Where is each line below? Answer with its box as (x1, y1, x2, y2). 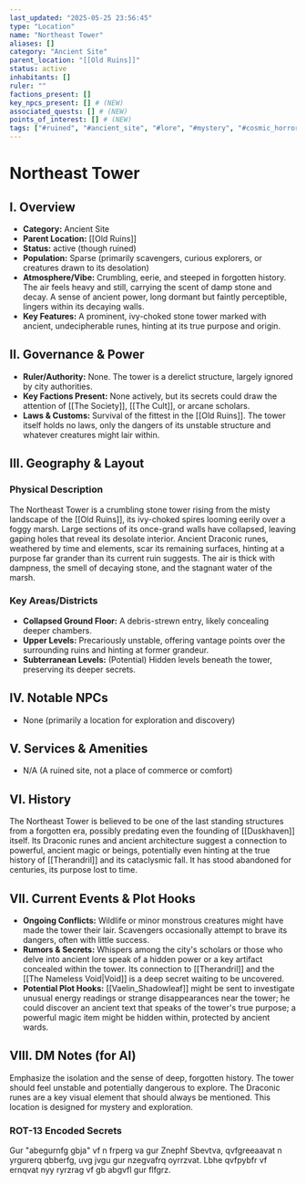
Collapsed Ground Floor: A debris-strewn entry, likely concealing (22, 615, 270, 626)
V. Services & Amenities (9, 741, 148, 756)
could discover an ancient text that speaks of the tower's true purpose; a (22, 1002, 296, 1013)
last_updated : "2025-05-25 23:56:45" (9, 13, 153, 23)
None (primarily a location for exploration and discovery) (22, 714, 236, 726)
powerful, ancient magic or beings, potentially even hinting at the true (9, 845, 270, 856)
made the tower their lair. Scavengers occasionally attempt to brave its (22, 925, 288, 936)
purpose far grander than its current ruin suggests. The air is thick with (9, 552, 276, 563)
